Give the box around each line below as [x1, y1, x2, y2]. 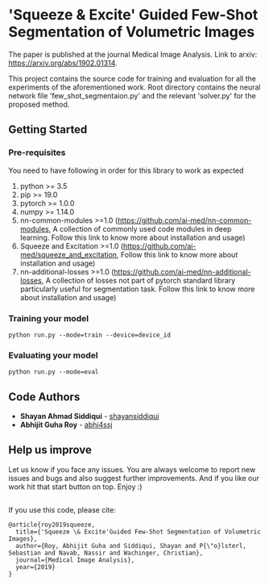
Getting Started [8, 123, 88, 136]
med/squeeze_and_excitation [19, 249, 118, 259]
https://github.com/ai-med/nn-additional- [114, 266, 251, 276]
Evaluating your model [8, 350, 98, 361]
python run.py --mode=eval [8, 368, 99, 376]
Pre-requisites [8, 147, 66, 158]
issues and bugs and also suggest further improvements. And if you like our [8, 473, 260, 483]
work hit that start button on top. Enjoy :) [8, 482, 143, 492]
